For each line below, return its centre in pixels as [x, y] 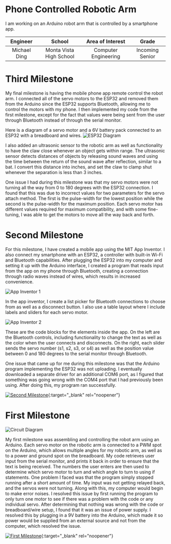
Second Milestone [45, 235]
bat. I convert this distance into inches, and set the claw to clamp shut [79, 167]
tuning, [13, 214]
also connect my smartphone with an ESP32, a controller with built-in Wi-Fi [84, 254]
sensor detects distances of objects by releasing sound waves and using [82, 156]
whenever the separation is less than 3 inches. [54, 172]
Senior [148, 56]
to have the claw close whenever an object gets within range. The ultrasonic [85, 151]
